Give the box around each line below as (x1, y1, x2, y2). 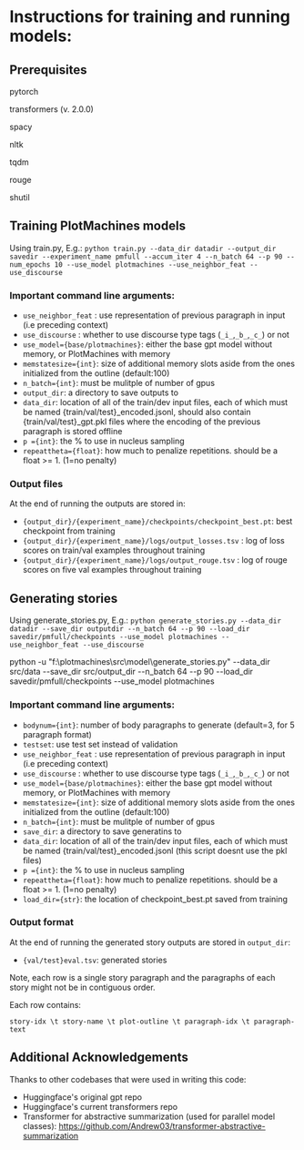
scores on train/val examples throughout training (22, 544, 206, 556)
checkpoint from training (22, 525, 116, 536)
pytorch (9, 87, 39, 97)
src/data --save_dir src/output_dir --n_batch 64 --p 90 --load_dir (9, 667, 253, 677)
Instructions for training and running (9, 6, 291, 27)
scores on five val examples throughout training (22, 565, 202, 575)
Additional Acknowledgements (9, 1050, 189, 1065)
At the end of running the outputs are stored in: (9, 498, 187, 509)
